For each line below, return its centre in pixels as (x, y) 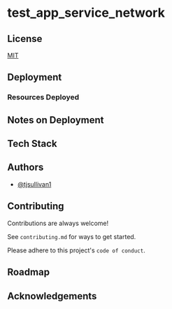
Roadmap (29, 272)
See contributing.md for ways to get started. (72, 236)
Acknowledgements (52, 296)
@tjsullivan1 (34, 184)
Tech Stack (32, 144)
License (25, 39)
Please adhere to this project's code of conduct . (76, 250)
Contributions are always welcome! (58, 223)
